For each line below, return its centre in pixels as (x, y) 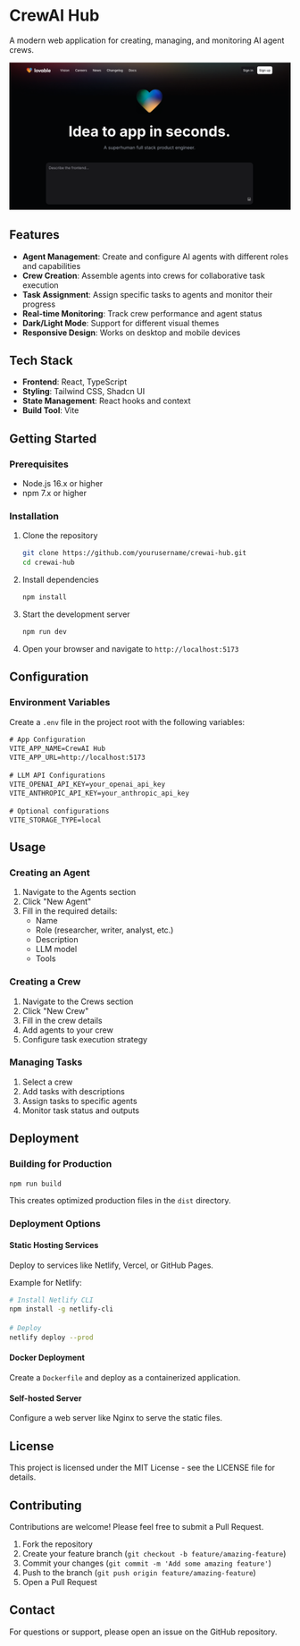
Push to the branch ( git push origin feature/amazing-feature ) (139, 1572)
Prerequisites (39, 464)
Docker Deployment (47, 1358)
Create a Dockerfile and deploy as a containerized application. (125, 1378)
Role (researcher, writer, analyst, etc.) (104, 930)
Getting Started (53, 439)
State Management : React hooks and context (106, 401)
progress (39, 304)
